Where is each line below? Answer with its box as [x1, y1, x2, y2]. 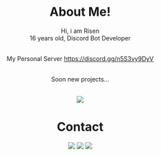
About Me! [49, 4, 111, 20]
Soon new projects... [51, 75, 110, 83]
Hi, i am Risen [60, 27, 100, 35]
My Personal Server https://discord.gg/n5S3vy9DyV [6, 54, 154, 62]
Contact [56, 119, 104, 135]
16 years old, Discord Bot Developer [29, 34, 131, 42]
